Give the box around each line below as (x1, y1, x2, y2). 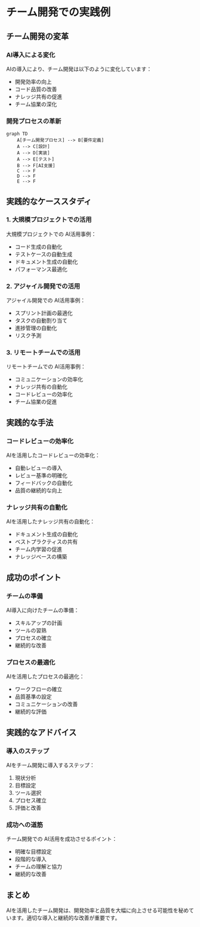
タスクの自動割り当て (14, 317, 67, 324)
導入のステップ (6, 747, 50, 755)
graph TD (6, 131, 28, 137)
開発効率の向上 (14, 78, 52, 85)
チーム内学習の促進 (14, 546, 63, 553)
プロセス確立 (14, 797, 47, 804)
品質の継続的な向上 (14, 487, 63, 494)
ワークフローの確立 (14, 686, 63, 693)
